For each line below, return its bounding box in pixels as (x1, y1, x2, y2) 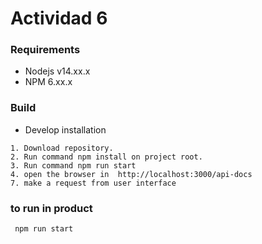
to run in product (10, 201, 93, 215)
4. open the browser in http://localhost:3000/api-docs (10, 169, 253, 179)
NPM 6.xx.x (24, 76, 73, 88)
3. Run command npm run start (10, 160, 137, 171)
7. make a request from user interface (10, 178, 177, 188)
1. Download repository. (10, 143, 114, 153)
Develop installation (24, 123, 107, 136)
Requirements (10, 43, 81, 57)
